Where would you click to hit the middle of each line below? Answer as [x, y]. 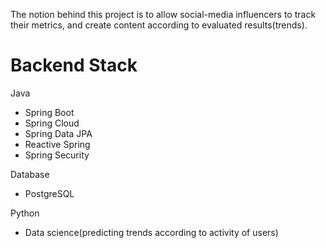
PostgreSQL [49, 193]
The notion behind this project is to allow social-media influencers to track [163, 14]
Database [30, 174]
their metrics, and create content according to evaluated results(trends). [159, 25]
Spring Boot [49, 112]
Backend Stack [74, 65]
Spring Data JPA [58, 133]
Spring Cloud [52, 123]
